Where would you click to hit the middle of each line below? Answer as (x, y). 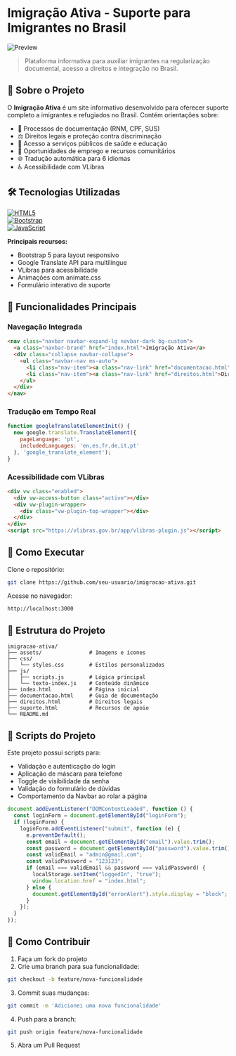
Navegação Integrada (45, 327)
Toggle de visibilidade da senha (63, 781)
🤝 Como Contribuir (49, 942)
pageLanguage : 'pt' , (50, 439)
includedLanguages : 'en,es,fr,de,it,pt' (80, 446)
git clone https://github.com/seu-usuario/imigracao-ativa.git (102, 582)
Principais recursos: (38, 241)
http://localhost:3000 (40, 608)
